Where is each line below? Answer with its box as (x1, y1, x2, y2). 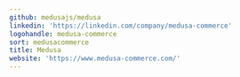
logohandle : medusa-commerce (9, 29, 117, 38)
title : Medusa (9, 46, 62, 55)
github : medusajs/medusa (9, 12, 101, 22)
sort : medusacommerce (9, 37, 90, 47)
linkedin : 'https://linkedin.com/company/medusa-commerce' (9, 21, 233, 30)
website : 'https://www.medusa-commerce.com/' (9, 54, 180, 63)
